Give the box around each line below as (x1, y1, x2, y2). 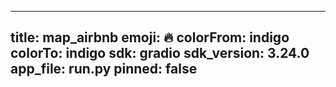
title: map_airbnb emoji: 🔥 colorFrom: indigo (10, 29, 290, 46)
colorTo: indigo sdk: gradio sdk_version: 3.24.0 (10, 45, 310, 62)
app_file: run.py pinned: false (10, 61, 198, 78)
